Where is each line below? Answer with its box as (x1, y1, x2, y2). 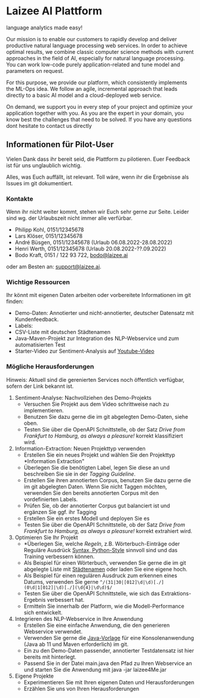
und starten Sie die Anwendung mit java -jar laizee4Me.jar (23, 666, 167, 673)
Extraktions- (161, 590, 192, 597)
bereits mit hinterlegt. (23, 653, 76, 660)
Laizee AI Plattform (6, 4, 103, 18)
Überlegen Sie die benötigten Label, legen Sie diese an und (23, 464, 170, 471)
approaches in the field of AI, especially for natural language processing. (6, 54, 185, 62)
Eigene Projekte (14, 672, 54, 679)
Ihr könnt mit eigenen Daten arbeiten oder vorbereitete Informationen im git (6, 292, 191, 299)
